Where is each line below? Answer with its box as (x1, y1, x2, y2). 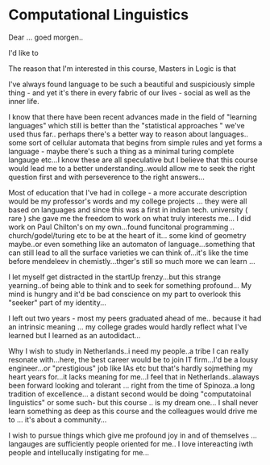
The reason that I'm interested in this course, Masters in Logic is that (8, 63, 236, 73)
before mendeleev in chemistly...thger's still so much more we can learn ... (8, 256, 255, 266)
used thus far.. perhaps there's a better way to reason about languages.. (8, 129, 248, 139)
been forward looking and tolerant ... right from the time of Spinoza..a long (8, 380, 255, 390)
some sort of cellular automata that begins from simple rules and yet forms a (8, 137, 263, 147)
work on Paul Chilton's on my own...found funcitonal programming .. (8, 222, 235, 232)
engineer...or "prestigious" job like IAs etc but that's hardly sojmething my (8, 363, 253, 373)
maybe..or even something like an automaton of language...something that (8, 239, 255, 249)
